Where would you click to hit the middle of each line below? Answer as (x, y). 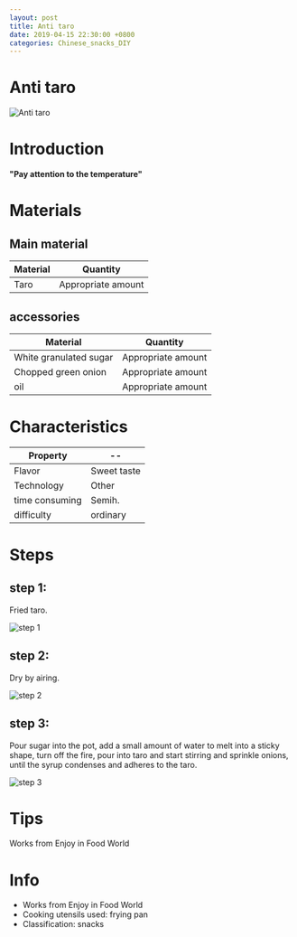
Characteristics (69, 427)
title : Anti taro (42, 26)
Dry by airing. (35, 678)
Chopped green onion (60, 371)
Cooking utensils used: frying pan (85, 914)
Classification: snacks (63, 924)
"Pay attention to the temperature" (76, 174)
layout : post (34, 18)
